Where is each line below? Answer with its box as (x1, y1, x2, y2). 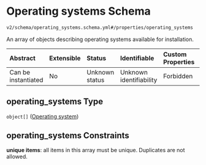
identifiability (120, 75, 158, 84)
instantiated (9, 75, 44, 84)
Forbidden (163, 71, 193, 80)
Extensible (48, 54, 81, 62)
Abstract (9, 54, 36, 62)
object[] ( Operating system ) (6, 112, 79, 120)
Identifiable (120, 54, 154, 62)
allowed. (6, 153, 28, 160)
